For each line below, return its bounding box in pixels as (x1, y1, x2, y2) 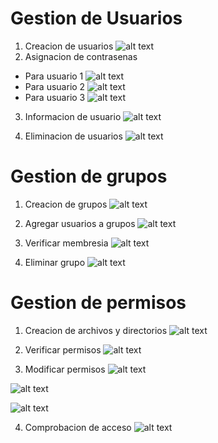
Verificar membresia (24, 237, 109, 249)
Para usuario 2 (24, 80, 86, 92)
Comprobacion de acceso (24, 421, 132, 433)
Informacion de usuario (24, 110, 122, 122)
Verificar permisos (24, 343, 102, 356)
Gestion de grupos (10, 165, 168, 188)
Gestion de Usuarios (10, 7, 183, 30)
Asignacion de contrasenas (24, 50, 138, 62)
